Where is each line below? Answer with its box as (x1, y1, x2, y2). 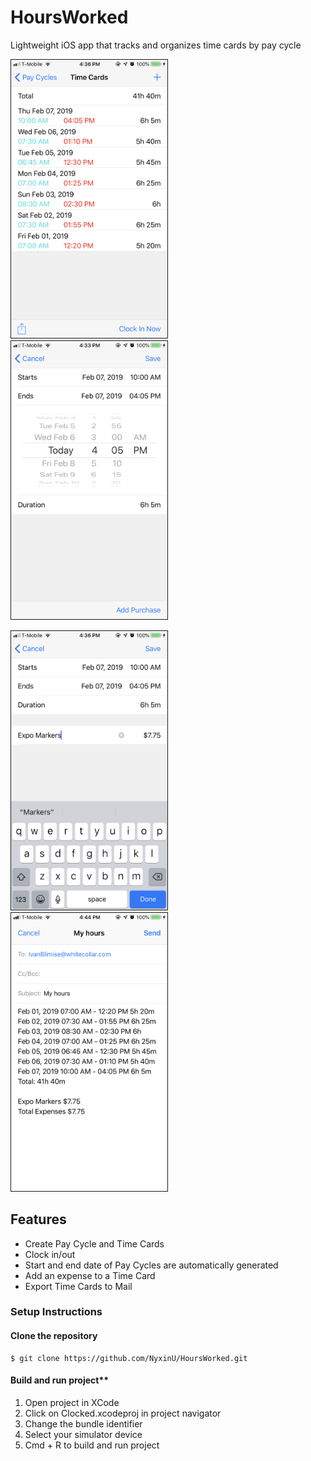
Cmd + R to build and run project (24, 1439, 160, 1451)
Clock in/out (24, 1248, 76, 1260)
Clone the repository (10, 1330, 98, 1342)
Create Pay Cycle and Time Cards (24, 1237, 165, 1250)
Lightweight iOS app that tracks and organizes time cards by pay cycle (10, 39, 302, 51)
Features (10, 1211, 67, 1228)
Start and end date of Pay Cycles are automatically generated (24, 1259, 279, 1271)
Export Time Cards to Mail (24, 1280, 133, 1292)
